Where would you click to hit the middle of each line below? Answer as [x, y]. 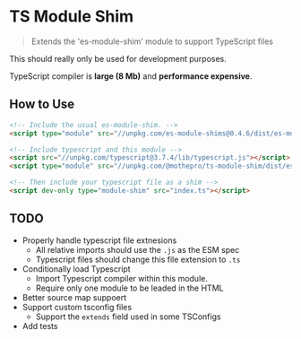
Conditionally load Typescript [77, 269]
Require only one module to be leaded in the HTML [129, 288]
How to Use [42, 104]
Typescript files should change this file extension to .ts [138, 259]
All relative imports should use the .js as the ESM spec [138, 249]
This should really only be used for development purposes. [118, 58]
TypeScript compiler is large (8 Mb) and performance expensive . [131, 76]
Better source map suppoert [74, 297]
